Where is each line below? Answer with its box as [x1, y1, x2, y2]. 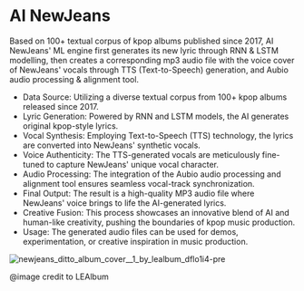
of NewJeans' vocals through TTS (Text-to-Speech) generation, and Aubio [9, 64, 289, 75]
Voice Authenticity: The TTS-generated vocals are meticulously [22, 149, 260, 160]
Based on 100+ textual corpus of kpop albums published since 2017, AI [9, 35, 274, 46]
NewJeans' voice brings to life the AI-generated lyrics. [22, 197, 227, 209]
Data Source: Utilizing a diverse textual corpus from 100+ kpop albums [22, 92, 288, 102]
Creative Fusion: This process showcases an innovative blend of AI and [22, 207, 290, 218]
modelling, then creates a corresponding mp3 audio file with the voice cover [9, 54, 295, 65]
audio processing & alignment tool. [9, 73, 139, 84]
